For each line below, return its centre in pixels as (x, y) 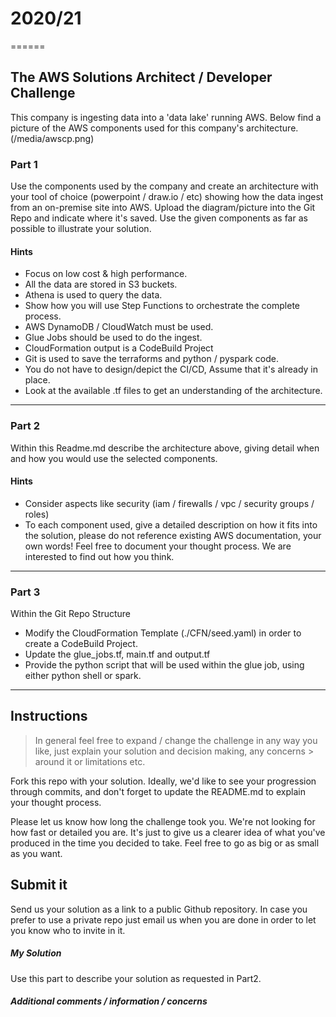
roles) (37, 514)
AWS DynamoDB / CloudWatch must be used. (119, 327)
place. (37, 380)
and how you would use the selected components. (114, 458)
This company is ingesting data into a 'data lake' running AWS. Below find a (166, 117)
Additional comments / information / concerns (109, 1001)
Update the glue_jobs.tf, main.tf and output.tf (117, 654)
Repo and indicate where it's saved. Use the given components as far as (159, 218)
